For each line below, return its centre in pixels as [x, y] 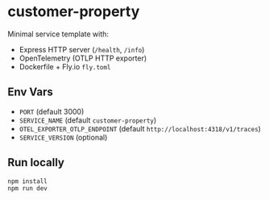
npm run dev [27, 189]
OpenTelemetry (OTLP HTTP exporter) [83, 58]
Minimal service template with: [58, 34]
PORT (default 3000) [52, 111]
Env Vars [30, 92]
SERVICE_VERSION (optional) [63, 137]
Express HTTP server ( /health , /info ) [82, 49]
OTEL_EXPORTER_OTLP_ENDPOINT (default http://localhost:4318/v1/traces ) [140, 128]
